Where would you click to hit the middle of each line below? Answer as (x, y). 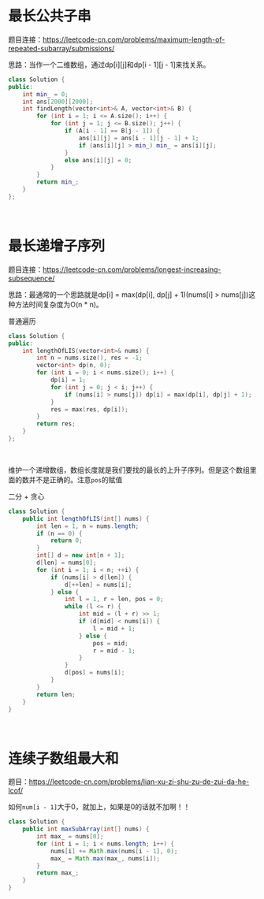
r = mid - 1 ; (114, 651)
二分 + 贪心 (26, 496)
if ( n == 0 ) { (59, 533)
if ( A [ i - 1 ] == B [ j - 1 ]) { (112, 131)
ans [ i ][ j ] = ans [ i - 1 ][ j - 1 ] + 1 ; (139, 138)
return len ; (56, 694)
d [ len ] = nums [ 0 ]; (67, 563)
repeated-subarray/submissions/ (61, 48)
